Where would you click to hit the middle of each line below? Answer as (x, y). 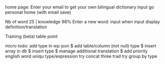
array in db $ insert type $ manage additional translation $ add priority (76, 51)
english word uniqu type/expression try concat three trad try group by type (81, 56)
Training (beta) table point (32, 36)
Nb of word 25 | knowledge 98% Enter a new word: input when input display (82, 22)
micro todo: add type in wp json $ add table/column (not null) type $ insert (81, 46)
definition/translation (26, 27)
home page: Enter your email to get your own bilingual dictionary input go (80, 7)
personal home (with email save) (38, 12)
